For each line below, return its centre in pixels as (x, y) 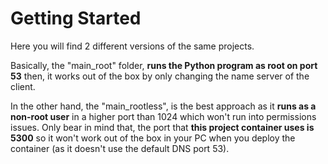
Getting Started (76, 18)
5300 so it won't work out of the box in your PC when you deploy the (153, 138)
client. (23, 86)
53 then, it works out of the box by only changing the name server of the (160, 76)
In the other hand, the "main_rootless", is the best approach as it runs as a (163, 106)
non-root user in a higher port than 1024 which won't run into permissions (163, 116)
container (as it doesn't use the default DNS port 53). (120, 148)
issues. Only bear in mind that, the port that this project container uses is (162, 127)
